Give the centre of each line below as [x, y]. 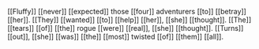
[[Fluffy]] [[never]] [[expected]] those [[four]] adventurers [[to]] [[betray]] [127, 11]
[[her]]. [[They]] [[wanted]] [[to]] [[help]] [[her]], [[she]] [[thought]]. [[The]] [129, 20]
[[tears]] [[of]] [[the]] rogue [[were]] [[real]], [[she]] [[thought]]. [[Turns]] [126, 28]
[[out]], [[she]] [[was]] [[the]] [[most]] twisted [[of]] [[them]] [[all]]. [116, 36]
